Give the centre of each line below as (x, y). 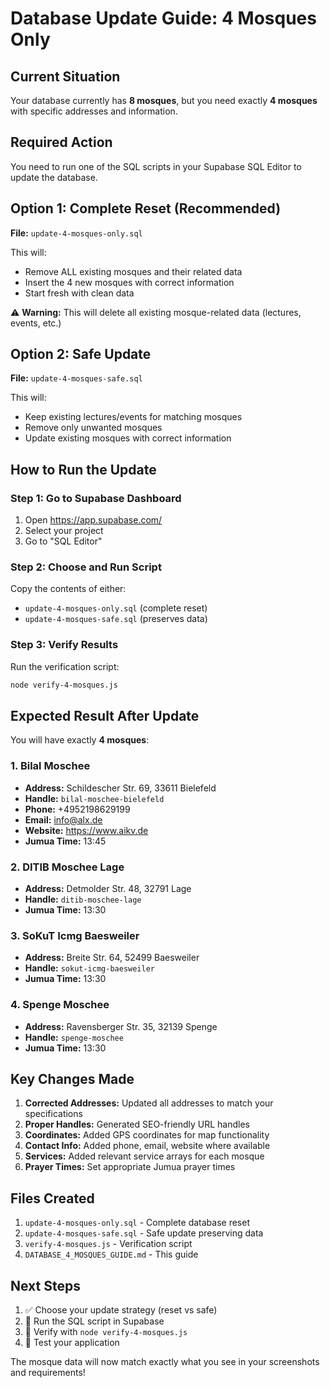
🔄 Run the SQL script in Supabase (94, 1321)
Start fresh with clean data (79, 293)
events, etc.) (36, 323)
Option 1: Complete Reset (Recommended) (146, 208)
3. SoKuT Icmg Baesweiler (75, 935)
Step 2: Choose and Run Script (86, 567)
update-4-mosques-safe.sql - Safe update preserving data (144, 1233)
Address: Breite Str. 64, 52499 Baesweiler (112, 958)
